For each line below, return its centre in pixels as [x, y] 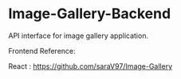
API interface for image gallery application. [79, 36]
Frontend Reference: [42, 51]
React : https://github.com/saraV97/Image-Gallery [90, 66]
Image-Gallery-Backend [90, 14]
